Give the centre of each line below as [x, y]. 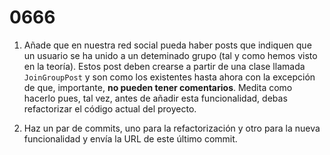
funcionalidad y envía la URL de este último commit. [130, 138]
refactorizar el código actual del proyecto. [110, 108]
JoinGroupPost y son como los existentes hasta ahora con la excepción [169, 77]
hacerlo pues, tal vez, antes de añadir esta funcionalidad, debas [155, 98]
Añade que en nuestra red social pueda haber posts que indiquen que [167, 45]
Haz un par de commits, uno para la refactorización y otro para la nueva [172, 128]
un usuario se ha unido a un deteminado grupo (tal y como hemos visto [170, 55]
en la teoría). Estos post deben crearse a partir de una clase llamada [164, 66]
